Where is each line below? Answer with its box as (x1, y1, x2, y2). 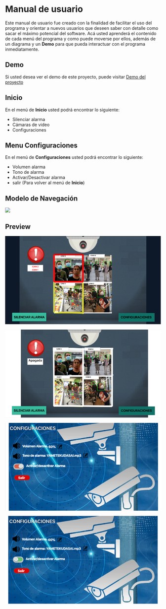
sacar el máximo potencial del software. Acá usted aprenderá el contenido (5, 30, 157, 36)
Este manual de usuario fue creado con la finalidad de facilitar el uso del (5, 20, 152, 26)
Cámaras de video (12, 122, 50, 128)
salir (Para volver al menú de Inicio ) (12, 180, 85, 186)
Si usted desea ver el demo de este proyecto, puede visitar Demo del (5, 73, 146, 80)
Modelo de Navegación (5, 194, 78, 203)
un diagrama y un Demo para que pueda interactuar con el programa (5, 41, 146, 47)
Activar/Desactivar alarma (12, 175, 66, 181)
